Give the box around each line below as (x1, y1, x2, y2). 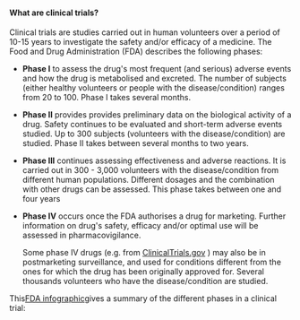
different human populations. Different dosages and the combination (21, 175, 275, 186)
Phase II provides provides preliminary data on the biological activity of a (21, 109, 292, 120)
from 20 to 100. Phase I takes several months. (21, 92, 192, 103)
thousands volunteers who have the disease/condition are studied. (21, 276, 269, 287)
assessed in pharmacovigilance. (21, 229, 141, 241)
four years (21, 194, 61, 204)
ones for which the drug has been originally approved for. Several (21, 266, 264, 277)
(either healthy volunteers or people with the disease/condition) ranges (21, 82, 285, 93)
